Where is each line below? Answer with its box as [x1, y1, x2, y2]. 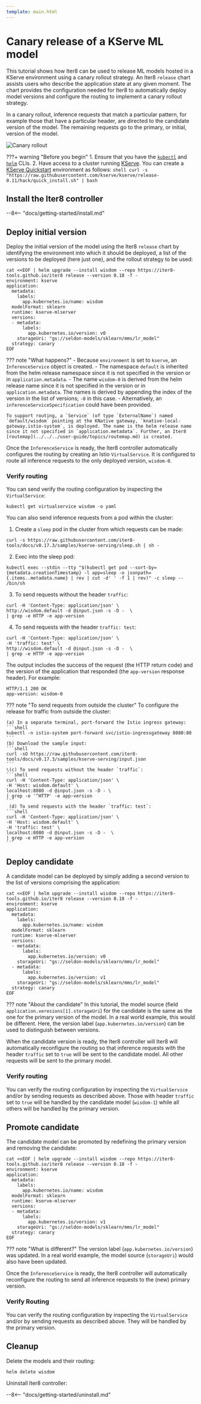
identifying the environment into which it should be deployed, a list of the [6, 250, 187, 257]
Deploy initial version [6, 227, 87, 237]
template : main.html [6, 8, 58, 15]
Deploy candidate [6, 856, 74, 867]
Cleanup [6, 1342, 39, 1352]
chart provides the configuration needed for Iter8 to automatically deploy [6, 86, 187, 94]
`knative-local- [140, 418, 181, 424]
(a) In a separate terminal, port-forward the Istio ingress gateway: [6, 719, 187, 726]
